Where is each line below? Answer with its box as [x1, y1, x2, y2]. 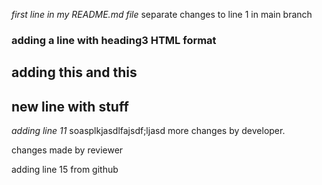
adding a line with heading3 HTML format [11, 33, 217, 47]
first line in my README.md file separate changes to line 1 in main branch [11, 9, 313, 20]
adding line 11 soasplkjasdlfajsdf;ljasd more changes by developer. [11, 125, 286, 137]
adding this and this [11, 64, 138, 81]
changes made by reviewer [11, 144, 124, 156]
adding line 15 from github [11, 164, 119, 176]
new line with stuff [11, 98, 129, 115]
